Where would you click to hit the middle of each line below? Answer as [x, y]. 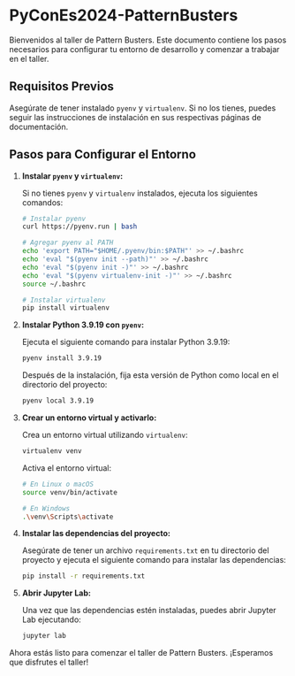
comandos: [42, 202]
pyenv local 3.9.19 [58, 401]
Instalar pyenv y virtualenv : [72, 176]
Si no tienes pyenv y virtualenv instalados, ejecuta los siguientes [140, 193]
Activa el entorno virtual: [67, 468]
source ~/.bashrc [54, 284]
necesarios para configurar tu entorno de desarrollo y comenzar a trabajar [144, 49]
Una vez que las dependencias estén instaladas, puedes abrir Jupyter [149, 611]
